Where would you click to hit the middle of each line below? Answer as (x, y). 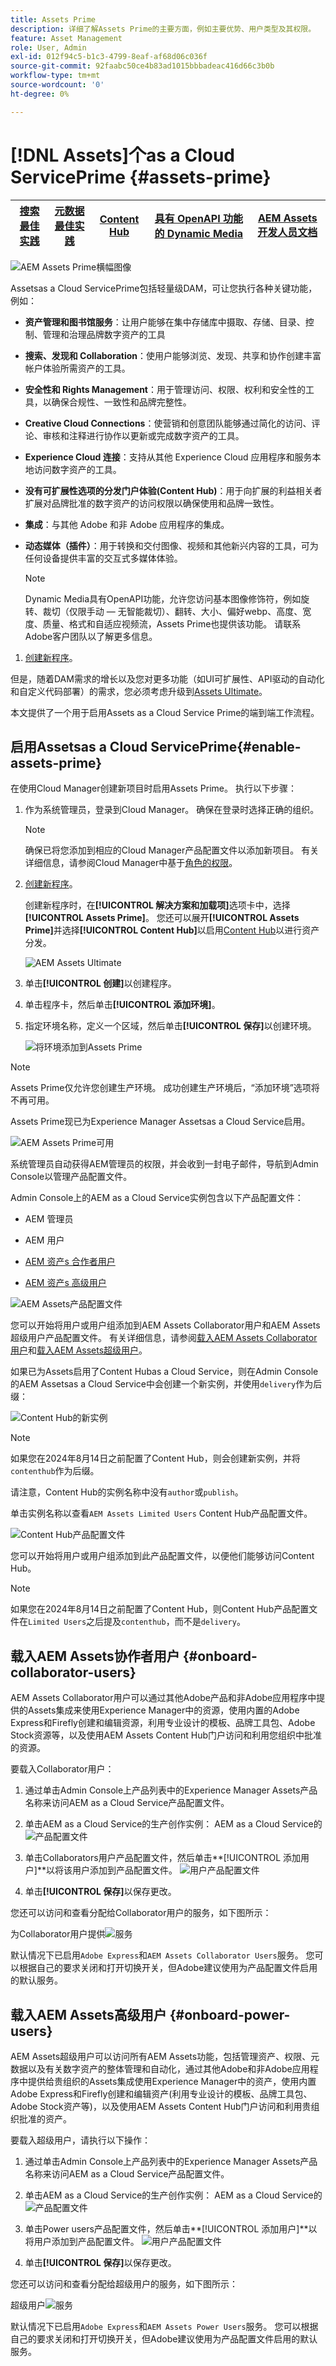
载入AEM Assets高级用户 (88, 2014)
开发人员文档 (287, 232)
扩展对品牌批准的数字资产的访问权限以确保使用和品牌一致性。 (152, 503)
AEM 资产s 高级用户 (65, 1283)
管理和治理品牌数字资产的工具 (104, 334)
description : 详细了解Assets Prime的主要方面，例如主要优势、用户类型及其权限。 (163, 29)
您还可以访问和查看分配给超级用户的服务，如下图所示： (124, 2284)
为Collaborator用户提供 (58, 1934)
